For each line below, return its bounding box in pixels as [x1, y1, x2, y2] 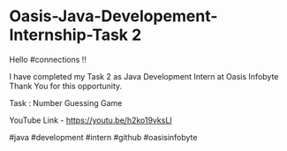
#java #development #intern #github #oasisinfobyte [9, 132, 198, 142]
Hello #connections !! [9, 54, 87, 64]
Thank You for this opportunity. [9, 80, 123, 91]
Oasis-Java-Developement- [9, 6, 218, 26]
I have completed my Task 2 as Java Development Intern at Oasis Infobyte [9, 71, 279, 81]
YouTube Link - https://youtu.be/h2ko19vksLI [9, 115, 172, 125]
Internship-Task [9, 25, 129, 45]
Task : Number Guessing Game [9, 97, 123, 108]
